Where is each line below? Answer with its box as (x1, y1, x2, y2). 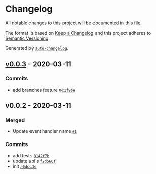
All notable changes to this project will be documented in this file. (5, 20, 142, 26)
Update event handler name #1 (12, 128, 77, 134)
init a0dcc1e (12, 163, 37, 169)
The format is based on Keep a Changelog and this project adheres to (5, 30, 151, 36)
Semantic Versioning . (5, 35, 50, 41)
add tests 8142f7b (12, 152, 50, 158)
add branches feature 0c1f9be (12, 86, 75, 93)
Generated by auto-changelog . (5, 45, 69, 51)
